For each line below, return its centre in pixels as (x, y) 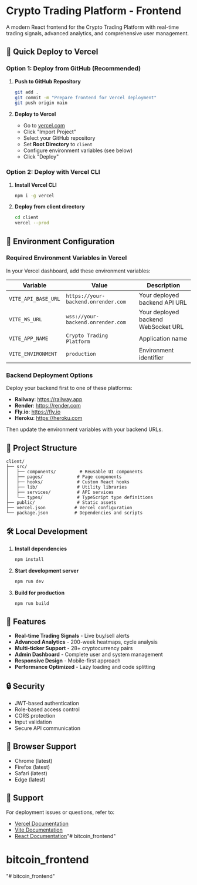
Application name (163, 338)
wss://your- (83, 316)
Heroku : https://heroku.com (48, 418)
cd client (27, 218)
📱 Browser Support (41, 747)
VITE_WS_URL (26, 319)
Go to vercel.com (44, 126)
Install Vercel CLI (35, 185)
